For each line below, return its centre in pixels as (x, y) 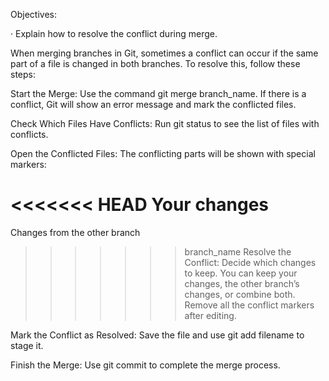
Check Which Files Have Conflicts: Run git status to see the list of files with (165, 123)
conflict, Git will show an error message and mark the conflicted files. (153, 104)
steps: (23, 74)
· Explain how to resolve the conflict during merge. (114, 33)
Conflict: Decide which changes (250, 262)
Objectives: (33, 14)
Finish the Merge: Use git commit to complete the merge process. (145, 365)
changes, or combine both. (240, 294)
